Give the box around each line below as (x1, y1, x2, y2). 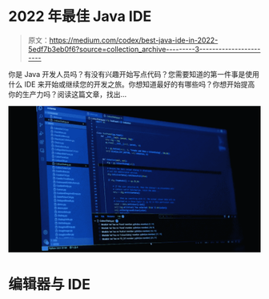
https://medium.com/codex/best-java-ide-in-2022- (49, 35, 219, 45)
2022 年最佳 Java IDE (8, 7, 152, 26)
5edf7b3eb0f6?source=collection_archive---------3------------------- (27, 44, 261, 54)
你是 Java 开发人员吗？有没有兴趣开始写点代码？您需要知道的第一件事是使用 (8, 69, 260, 79)
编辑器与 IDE (8, 275, 90, 293)
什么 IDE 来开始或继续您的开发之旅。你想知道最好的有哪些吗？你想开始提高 (8, 79, 255, 89)
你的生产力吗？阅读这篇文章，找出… (8, 89, 127, 99)
